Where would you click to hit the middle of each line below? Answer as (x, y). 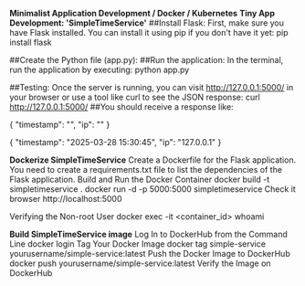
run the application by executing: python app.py (100, 69)
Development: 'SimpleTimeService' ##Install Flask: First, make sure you (147, 23)
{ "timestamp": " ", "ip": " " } (60, 124)
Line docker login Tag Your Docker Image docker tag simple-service (138, 244)
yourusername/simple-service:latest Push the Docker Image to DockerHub (150, 254)
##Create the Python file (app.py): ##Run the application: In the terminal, (147, 60)
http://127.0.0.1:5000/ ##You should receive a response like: (122, 107)
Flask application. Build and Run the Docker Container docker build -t (140, 179)
